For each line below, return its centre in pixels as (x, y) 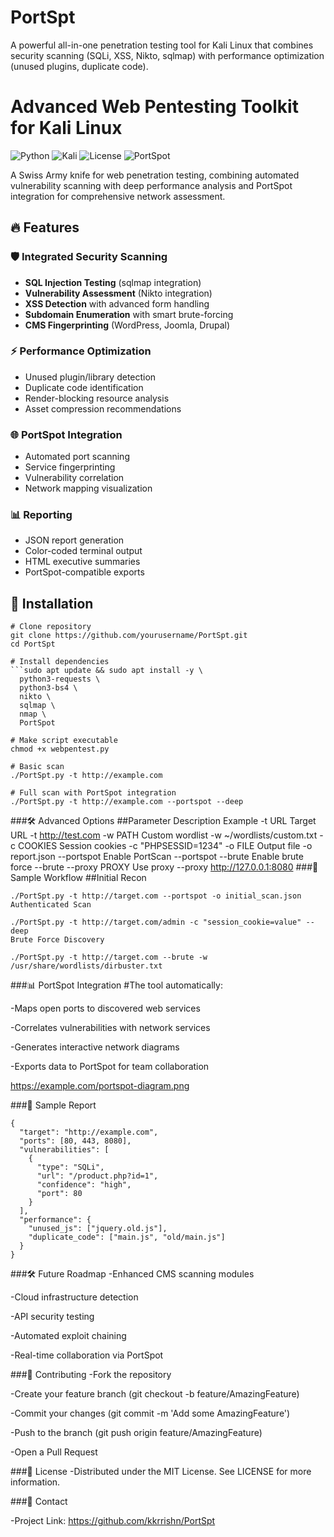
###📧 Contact (39, 1502)
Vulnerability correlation (74, 478)
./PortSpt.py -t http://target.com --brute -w (109, 957)
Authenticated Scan (51, 905)
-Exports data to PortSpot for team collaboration (110, 1067)
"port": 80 (59, 1194)
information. (35, 1482)
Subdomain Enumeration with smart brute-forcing (129, 314)
